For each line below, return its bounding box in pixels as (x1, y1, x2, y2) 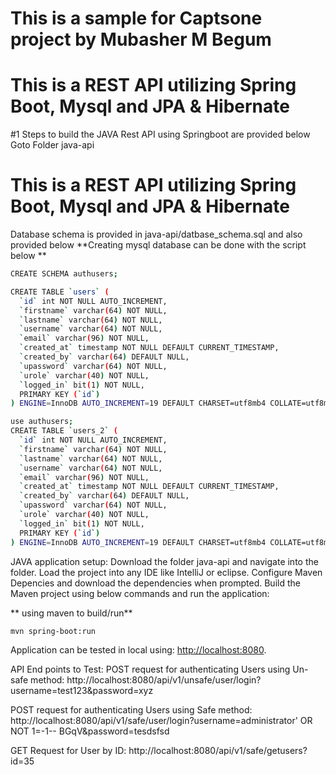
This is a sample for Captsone (10, 7, 263, 30)
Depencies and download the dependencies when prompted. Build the (10, 577, 301, 589)
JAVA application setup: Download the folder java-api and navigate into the (10, 555, 319, 567)
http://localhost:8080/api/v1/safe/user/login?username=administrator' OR (10, 715, 313, 727)
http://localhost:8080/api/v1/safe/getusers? (128, 745, 308, 757)
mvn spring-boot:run (10, 626, 97, 636)
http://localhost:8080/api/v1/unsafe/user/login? (66, 674, 262, 686)
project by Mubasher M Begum (10, 28, 272, 51)
